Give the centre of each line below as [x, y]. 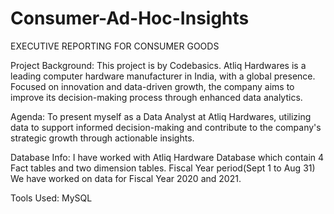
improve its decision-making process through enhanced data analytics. [156, 97]
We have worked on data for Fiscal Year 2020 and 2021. [126, 178]
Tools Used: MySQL [51, 198]
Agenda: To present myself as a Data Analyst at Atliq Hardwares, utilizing [161, 116]
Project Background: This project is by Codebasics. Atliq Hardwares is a [158, 65]
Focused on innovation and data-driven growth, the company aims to [152, 86]
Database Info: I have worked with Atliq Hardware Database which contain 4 [167, 157]
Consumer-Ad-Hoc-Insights [130, 18]
